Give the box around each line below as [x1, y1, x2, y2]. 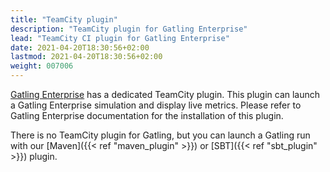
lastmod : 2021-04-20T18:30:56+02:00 [10, 52, 163, 62]
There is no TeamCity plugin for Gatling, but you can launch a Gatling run [10, 129, 311, 141]
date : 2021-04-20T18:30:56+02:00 [10, 42, 150, 53]
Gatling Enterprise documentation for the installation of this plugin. [10, 110, 284, 121]
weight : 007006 [10, 61, 74, 71]
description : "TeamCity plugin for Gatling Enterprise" [10, 24, 248, 34]
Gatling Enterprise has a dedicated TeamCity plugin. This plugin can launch [10, 89, 321, 100]
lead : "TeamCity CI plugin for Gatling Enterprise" [10, 33, 230, 43]
